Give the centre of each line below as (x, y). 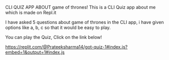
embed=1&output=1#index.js (35, 52)
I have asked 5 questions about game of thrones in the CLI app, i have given (84, 22)
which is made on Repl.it (31, 12)
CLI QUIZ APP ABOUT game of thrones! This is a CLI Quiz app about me (80, 7)
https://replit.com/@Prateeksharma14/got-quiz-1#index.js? (66, 47)
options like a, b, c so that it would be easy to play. (58, 27)
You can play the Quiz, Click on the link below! (54, 37)
